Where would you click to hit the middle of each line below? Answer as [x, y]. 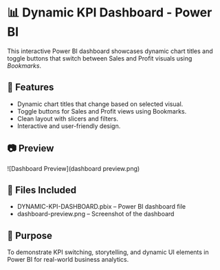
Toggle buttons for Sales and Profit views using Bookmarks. [102, 111]
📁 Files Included [42, 190]
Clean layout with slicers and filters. [68, 118]
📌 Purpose [30, 235]
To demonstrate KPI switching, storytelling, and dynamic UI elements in [108, 252]
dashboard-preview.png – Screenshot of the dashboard [96, 214]
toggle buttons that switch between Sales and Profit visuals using [100, 58]
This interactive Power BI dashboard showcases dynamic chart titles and [110, 51]
